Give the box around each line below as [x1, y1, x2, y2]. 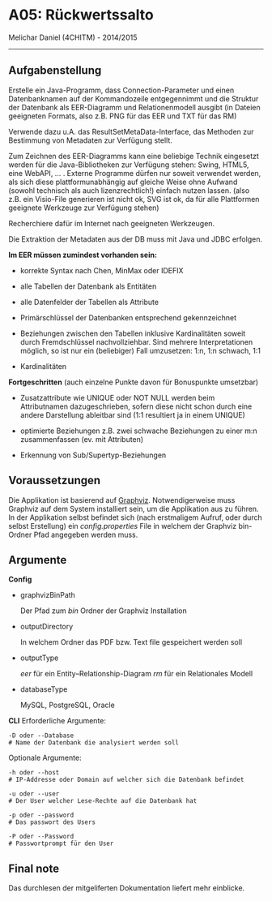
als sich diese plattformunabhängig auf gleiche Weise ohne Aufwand [8, 177, 238, 187]
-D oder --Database [8, 732, 74, 740]
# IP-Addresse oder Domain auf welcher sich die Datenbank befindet [8, 776, 244, 784]
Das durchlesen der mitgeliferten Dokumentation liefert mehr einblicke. [8, 883, 245, 893]
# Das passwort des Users [8, 818, 96, 826]
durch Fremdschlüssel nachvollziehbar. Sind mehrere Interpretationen [19, 337, 253, 346]
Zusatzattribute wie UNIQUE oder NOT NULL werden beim [19, 393, 215, 402]
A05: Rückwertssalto [8, 6, 154, 24]
